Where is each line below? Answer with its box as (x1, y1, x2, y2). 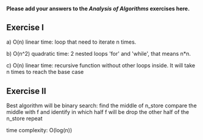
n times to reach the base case (6, 68, 84, 76)
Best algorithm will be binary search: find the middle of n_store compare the (6, 102, 197, 109)
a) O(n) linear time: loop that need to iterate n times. (6, 38, 137, 45)
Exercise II (6, 85, 47, 96)
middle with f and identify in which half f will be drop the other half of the (6, 108, 190, 116)
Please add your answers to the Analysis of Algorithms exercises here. (6, 5, 190, 12)
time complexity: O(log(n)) (6, 127, 73, 134)
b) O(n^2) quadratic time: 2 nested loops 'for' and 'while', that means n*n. (6, 50, 191, 58)
